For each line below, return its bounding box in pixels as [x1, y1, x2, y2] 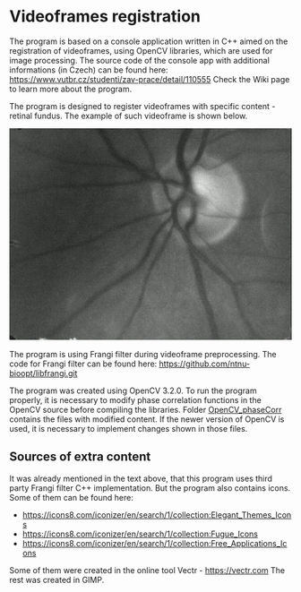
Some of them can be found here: [9, 492, 134, 502]
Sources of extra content [9, 450, 151, 465]
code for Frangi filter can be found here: [9, 358, 158, 369]
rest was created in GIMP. [9, 574, 105, 585]
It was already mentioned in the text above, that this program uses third [9, 473, 273, 484]
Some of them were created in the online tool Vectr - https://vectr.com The [9, 564, 285, 575]
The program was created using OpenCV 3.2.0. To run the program [9, 385, 257, 396]
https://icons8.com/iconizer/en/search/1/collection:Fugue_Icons [21, 528, 258, 539]
